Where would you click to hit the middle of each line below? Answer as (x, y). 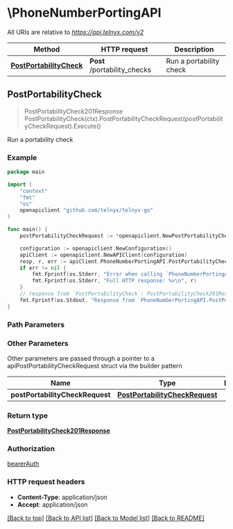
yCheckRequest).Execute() (63, 126)
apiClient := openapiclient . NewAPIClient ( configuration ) (104, 255)
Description (194, 49)
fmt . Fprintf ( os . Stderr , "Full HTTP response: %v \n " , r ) (114, 281)
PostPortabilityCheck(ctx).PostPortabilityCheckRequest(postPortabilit (123, 118)
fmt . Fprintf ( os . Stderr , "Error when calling (97, 274)
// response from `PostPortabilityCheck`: (82, 294)
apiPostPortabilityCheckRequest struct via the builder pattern (95, 365)
